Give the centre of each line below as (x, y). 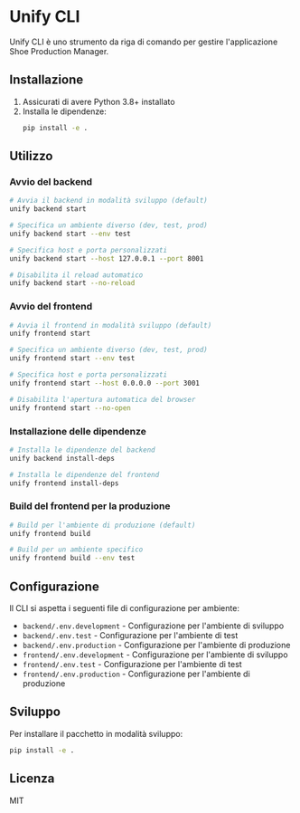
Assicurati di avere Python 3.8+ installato (98, 101)
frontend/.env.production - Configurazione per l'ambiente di (136, 674)
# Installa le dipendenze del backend (82, 450)
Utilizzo (31, 156)
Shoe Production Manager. (59, 51)
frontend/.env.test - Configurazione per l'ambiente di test (132, 665)
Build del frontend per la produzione (90, 506)
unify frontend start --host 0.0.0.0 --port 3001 (105, 383)
